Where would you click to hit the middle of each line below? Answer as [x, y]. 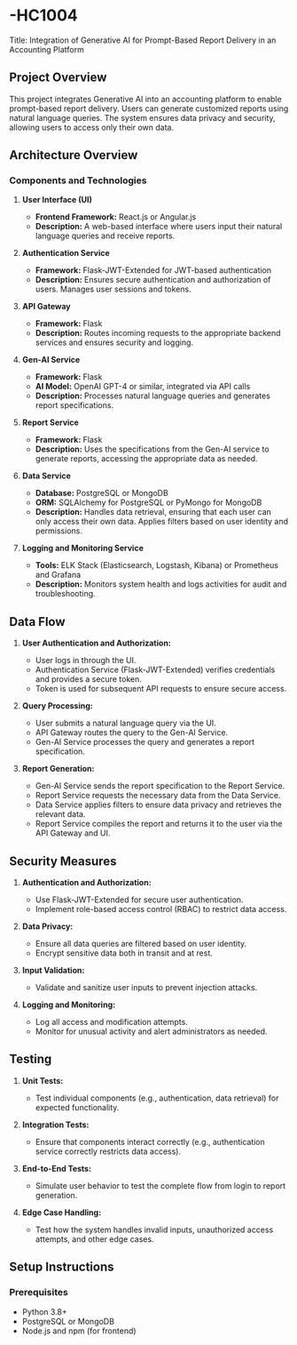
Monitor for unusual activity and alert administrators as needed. [151, 1031]
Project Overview [58, 78]
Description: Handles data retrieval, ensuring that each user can [153, 512]
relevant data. [60, 814]
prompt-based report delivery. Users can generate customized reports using [149, 108]
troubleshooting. [65, 594]
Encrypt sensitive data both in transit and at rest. [124, 953]
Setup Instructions [62, 1267]
